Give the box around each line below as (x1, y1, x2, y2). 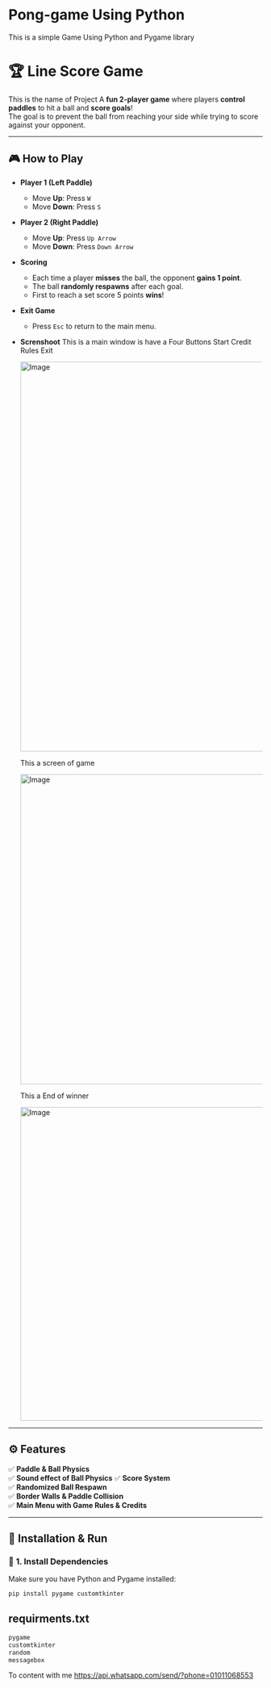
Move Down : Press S (31, 202, 102, 211)
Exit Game (19, 305, 56, 315)
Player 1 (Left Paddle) (19, 178, 93, 187)
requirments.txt (8, 1612, 90, 1626)
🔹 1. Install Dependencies (8, 1556, 109, 1567)
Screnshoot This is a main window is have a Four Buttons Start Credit (19, 336, 252, 346)
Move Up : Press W (31, 193, 91, 203)
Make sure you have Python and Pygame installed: (8, 1574, 177, 1584)
